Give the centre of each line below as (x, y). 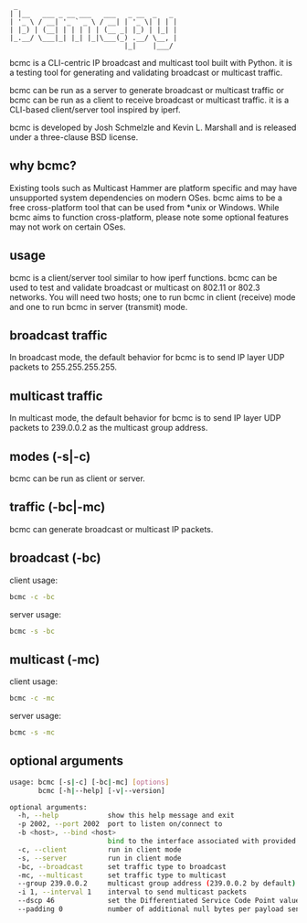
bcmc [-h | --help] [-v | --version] (102, 790)
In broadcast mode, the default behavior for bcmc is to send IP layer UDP (147, 358)
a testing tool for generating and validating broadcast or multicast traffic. (146, 72)
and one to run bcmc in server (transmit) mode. (99, 306)
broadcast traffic (58, 336)
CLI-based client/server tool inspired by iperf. (95, 110)
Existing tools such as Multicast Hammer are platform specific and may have (153, 188)
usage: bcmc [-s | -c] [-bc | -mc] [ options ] (90, 782)
